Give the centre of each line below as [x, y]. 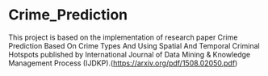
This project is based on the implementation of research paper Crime [123, 37]
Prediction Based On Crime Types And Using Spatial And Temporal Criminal [134, 45]
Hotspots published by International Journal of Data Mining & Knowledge [130, 54]
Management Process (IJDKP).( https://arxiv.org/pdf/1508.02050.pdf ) [123, 63]
